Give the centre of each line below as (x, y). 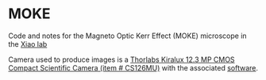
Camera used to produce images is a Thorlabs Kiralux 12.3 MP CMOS (122, 59)
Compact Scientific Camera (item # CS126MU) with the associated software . (133, 67)
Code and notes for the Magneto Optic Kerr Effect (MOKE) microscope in (128, 36)
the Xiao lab (28, 44)
